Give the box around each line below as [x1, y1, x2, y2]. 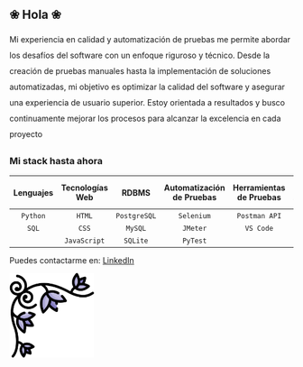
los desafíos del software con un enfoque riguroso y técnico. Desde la [9, 50, 271, 60]
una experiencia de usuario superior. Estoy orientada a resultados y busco [9, 96, 286, 107]
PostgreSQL [115, 211, 157, 220]
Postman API [236, 211, 282, 220]
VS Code [244, 225, 273, 234]
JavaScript [64, 236, 106, 246]
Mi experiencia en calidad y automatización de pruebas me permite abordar [9, 33, 291, 44]
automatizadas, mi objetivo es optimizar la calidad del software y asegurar [9, 81, 286, 92]
